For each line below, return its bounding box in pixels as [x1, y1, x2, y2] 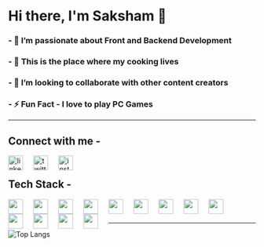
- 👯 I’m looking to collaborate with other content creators [8, 77, 229, 88]
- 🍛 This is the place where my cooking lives [8, 56, 179, 67]
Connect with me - [8, 134, 101, 147]
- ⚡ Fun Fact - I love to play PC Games [8, 98, 153, 109]
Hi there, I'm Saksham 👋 [8, 7, 167, 25]
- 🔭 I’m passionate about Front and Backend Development [8, 35, 232, 46]
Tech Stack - [8, 178, 72, 191]
